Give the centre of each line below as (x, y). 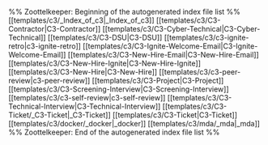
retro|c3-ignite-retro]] (45, 46)
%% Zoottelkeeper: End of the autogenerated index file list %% (114, 132)
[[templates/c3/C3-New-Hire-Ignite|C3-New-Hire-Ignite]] (104, 63)
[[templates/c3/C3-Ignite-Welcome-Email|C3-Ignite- (170, 46)
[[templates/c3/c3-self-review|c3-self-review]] (87, 98)
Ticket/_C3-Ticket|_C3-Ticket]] (60, 115)
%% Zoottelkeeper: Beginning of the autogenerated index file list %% (125, 12)
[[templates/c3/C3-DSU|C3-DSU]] (105, 37)
